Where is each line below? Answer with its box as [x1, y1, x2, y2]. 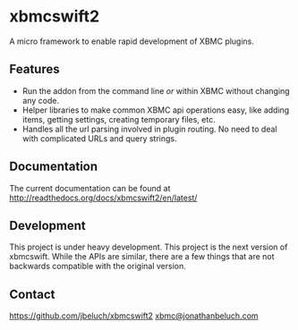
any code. [21, 95, 60, 106]
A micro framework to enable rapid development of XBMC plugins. [9, 36, 255, 47]
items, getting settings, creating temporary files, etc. [21, 114, 217, 124]
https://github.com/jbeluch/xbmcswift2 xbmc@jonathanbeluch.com [9, 310, 259, 321]
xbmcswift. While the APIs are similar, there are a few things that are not [9, 251, 275, 262]
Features [9, 62, 60, 77]
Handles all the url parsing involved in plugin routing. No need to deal [21, 123, 277, 134]
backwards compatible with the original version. [9, 261, 186, 272]
